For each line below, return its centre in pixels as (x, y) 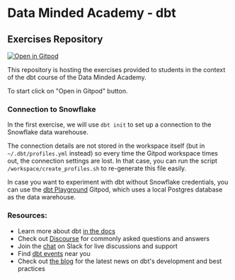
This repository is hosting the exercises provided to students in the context (116, 70)
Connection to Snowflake (52, 109)
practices (31, 268)
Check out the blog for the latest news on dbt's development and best (120, 261)
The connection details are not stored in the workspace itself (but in (106, 146)
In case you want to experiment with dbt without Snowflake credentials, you (118, 182)
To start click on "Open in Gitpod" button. (68, 91)
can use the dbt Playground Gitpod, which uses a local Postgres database (115, 189)
